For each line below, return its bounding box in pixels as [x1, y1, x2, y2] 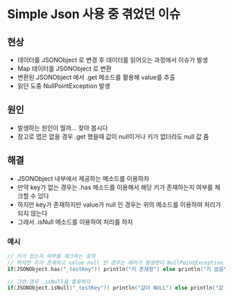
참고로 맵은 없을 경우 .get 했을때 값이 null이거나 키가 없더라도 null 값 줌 [17, 132, 209, 141]
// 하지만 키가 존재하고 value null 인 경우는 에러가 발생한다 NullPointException [7, 259, 223, 266]
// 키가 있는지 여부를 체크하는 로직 [7, 252, 96, 260]
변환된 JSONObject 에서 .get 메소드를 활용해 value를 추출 [17, 73, 175, 81]
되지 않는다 [17, 209, 48, 217]
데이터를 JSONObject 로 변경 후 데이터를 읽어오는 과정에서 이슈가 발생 [17, 56, 208, 64]
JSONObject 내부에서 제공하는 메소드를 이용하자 [17, 174, 150, 182]
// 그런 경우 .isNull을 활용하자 [7, 278, 91, 285]
